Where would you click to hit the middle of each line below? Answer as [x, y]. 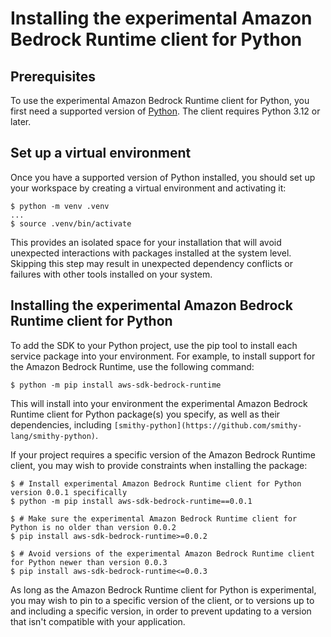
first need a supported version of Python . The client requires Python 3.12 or [165, 111]
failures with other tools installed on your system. [111, 274]
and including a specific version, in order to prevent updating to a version [161, 611]
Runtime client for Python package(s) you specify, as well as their [145, 414]
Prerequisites [53, 76]
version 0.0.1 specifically [69, 492]
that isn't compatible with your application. [98, 621]
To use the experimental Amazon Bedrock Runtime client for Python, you [160, 100]
